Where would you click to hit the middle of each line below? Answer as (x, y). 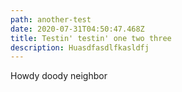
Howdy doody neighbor (59, 76)
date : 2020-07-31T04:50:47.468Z (77, 29)
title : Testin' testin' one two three (91, 38)
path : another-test (51, 19)
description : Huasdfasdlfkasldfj (80, 47)
